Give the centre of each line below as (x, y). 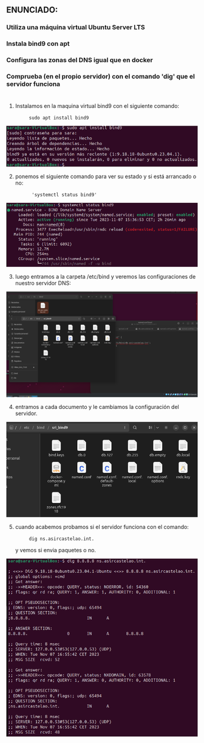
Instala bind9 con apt (38, 44)
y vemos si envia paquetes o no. (55, 550)
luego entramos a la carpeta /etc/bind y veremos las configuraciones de (105, 277)
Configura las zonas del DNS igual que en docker (80, 60)
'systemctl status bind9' (64, 195)
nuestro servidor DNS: (43, 283)
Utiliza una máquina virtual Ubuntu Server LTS (76, 27)
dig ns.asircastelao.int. (62, 539)
